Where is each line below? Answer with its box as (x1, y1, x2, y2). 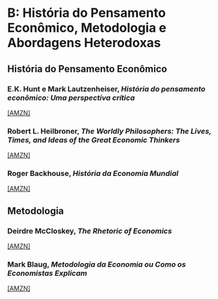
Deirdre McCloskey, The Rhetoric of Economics (7, 226, 172, 236)
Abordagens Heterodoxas (7, 35, 162, 51)
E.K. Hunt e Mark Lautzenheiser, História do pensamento (7, 84, 206, 94)
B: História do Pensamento (7, 5, 167, 21)
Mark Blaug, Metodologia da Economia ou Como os (7, 260, 186, 269)
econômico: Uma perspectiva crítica (7, 93, 135, 103)
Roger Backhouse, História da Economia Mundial (7, 169, 179, 179)
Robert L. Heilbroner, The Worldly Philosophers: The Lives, (7, 126, 212, 136)
